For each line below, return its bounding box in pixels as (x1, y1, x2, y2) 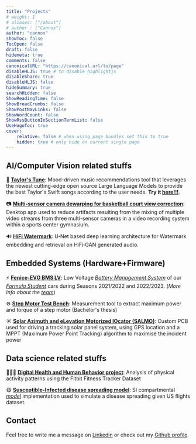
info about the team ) (6, 289, 56, 296)
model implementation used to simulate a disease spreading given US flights (6, 393, 191, 400)
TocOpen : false (6, 42, 43, 47)
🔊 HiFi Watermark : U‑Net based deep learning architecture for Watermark (6, 233, 187, 240)
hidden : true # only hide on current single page (16, 139, 140, 145)
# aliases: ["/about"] (6, 19, 61, 25)
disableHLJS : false (6, 80, 54, 85)
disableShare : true (6, 74, 54, 80)
